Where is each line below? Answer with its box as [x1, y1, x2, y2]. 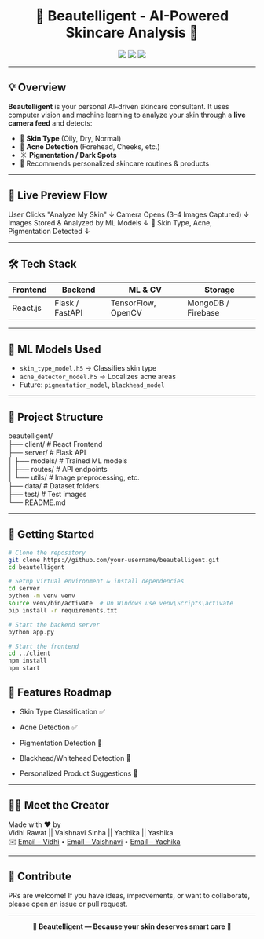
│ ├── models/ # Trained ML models [8, 456, 128, 466]
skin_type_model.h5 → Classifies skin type [19, 364, 157, 373]
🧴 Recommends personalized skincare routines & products [19, 159, 210, 168]
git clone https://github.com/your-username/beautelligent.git [8, 556, 220, 564]
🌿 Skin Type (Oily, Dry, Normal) [19, 133, 122, 143]
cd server [8, 585, 41, 593]
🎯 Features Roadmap [8, 686, 112, 700]
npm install [8, 657, 47, 665]
